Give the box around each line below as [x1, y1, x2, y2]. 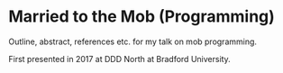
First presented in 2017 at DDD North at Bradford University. [8, 53, 231, 64]
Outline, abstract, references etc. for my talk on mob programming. [8, 36, 258, 47]
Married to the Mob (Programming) [8, 6, 276, 27]
